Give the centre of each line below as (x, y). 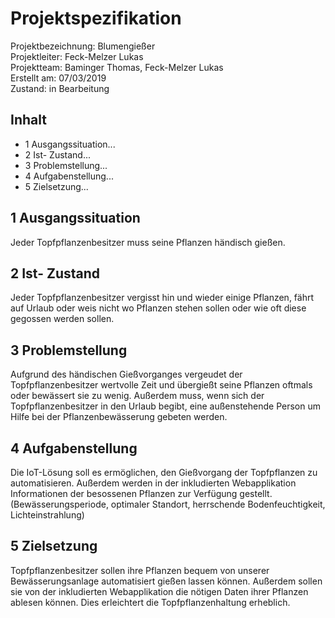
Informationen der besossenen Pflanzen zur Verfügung (124, 493)
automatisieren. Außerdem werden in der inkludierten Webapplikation (153, 483)
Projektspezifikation (96, 18)
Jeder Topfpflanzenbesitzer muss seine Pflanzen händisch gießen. (148, 242)
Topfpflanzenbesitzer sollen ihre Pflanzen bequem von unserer (140, 570)
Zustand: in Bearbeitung (60, 88)
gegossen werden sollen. (62, 319)
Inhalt (28, 120)
